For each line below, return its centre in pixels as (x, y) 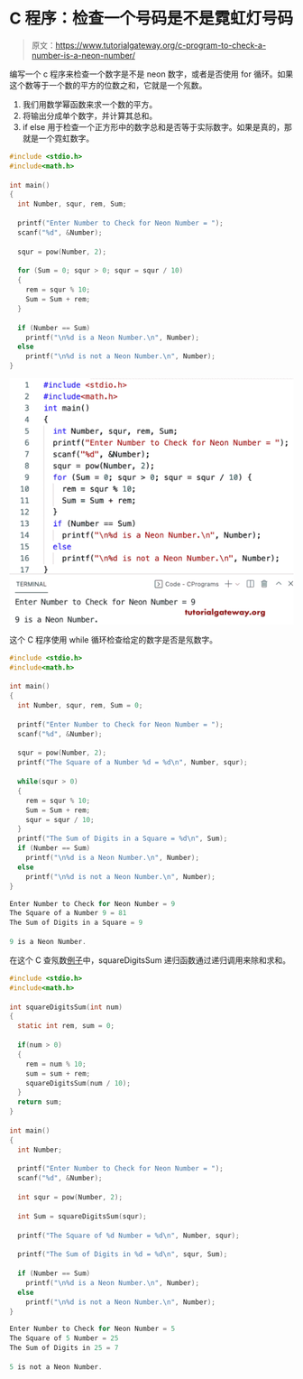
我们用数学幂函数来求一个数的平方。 (90, 104)
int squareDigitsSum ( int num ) (66, 1007)
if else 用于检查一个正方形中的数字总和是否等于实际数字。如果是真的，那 (157, 126)
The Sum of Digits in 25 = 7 (64, 1348)
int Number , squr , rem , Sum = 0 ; (80, 706)
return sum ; (40, 1102)
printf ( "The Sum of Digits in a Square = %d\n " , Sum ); (123, 839)
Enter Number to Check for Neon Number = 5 (92, 1329)
